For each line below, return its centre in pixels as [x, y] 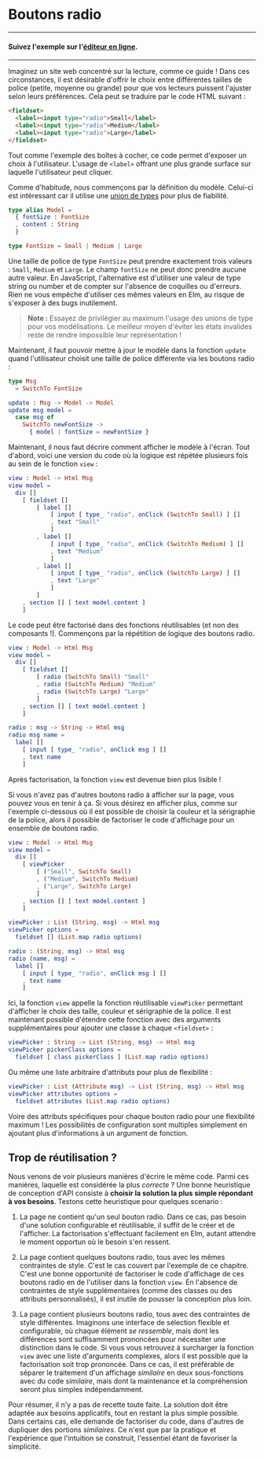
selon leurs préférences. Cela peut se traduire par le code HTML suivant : [127, 97]
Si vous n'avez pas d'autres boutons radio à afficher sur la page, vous [121, 794]
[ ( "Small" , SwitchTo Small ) [84, 872]
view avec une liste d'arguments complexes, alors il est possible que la [134, 1356]
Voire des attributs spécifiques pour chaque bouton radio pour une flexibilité [132, 1116]
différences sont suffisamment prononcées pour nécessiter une [123, 1339]
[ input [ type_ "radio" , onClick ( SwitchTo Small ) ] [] [145, 515]
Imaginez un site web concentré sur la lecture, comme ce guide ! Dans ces [129, 72]
